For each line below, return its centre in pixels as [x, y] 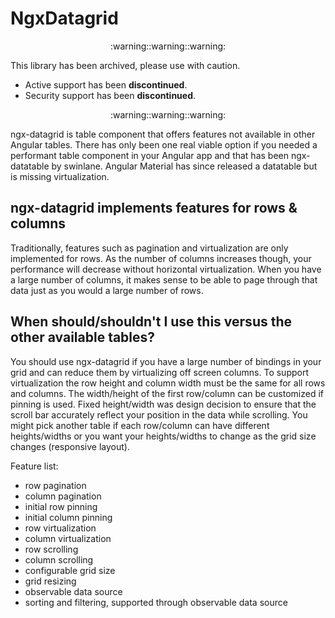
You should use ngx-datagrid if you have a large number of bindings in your [166, 361]
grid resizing [50, 581]
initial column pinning [68, 517]
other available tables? [83, 337]
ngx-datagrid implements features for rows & [154, 208]
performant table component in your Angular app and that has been [149, 155]
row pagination [55, 485]
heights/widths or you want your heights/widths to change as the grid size [163, 436]
